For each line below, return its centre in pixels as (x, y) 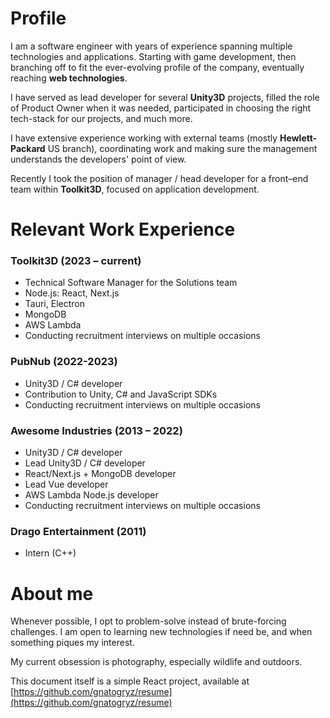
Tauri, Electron (54, 304)
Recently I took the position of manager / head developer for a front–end (159, 178)
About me (52, 593)
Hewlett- (298, 138)
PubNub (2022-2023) (64, 362)
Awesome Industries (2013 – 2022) (96, 430)
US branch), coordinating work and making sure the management (182, 148)
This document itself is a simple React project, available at (130, 681)
